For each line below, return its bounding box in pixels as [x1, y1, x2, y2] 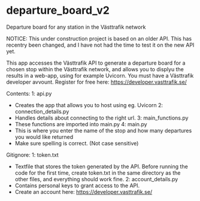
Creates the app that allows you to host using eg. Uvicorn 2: [14, 101, 163, 108]
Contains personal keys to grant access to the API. [14, 182, 140, 189]
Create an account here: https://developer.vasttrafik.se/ [14, 188, 153, 195]
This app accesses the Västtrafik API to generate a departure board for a [6, 59, 186, 66]
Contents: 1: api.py [6, 90, 52, 97]
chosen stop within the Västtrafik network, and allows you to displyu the [6, 65, 184, 72]
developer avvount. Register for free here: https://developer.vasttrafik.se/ [6, 78, 187, 86]
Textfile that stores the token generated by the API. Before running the [14, 163, 189, 170]
